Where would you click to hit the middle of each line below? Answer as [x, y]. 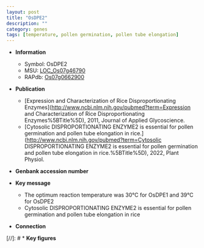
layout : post [23, 12]
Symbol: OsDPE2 [46, 64]
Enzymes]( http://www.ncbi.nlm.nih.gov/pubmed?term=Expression [107, 107]
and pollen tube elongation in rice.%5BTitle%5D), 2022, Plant [101, 153]
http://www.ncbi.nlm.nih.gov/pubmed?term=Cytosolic [94, 140]
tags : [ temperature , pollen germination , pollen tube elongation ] [93, 35]
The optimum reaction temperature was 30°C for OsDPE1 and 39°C [109, 195]
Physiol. [34, 159]
